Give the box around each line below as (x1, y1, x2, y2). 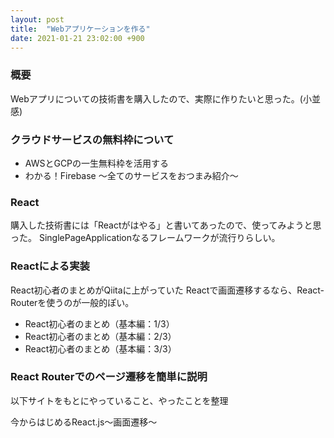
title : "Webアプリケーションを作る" (10, 24, 151, 34)
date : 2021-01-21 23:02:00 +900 (10, 33, 145, 43)
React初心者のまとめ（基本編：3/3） (24, 342, 177, 355)
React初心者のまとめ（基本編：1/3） (24, 317, 175, 330)
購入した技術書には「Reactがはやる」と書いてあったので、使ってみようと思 (10, 219, 322, 231)
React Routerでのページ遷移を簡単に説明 (10, 370, 208, 384)
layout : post (10, 14, 65, 25)
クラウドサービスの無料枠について (10, 132, 175, 146)
